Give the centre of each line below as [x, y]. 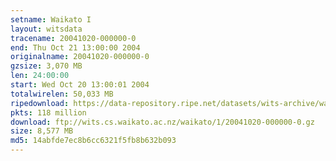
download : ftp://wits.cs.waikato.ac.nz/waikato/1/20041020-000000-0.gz [162, 122]
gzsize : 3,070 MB [46, 66]
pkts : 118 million [48, 112]
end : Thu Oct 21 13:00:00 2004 [75, 47]
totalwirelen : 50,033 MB [62, 94]
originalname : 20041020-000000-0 [80, 57]
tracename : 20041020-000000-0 [73, 38]
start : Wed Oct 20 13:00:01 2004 [80, 85]
